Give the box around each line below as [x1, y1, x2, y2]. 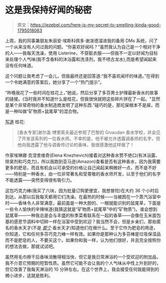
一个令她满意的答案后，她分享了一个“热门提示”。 [5, 79, 105, 85]
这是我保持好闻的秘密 [5, 4, 92, 16]
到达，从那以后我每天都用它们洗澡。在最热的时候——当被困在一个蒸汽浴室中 [5, 194, 161, 200]
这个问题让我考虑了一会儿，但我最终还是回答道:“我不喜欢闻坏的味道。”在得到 [5, 73, 160, 79]
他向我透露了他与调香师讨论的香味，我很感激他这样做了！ [17, 142, 134, 148]
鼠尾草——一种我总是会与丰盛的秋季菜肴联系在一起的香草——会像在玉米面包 [5, 212, 161, 218]
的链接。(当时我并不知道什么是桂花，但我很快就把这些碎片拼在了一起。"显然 [5, 96, 161, 102]
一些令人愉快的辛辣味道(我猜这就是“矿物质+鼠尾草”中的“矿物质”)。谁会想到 [5, 206, 158, 212]
